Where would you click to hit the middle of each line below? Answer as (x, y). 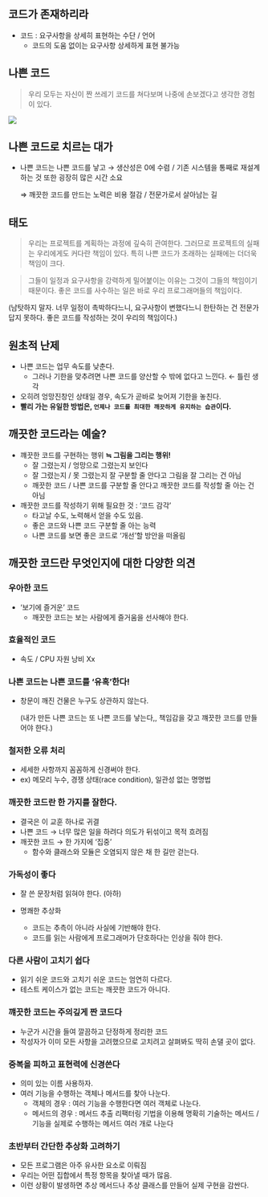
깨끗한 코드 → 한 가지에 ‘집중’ (66, 841)
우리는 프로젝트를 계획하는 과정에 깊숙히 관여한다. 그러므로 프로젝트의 (136, 243)
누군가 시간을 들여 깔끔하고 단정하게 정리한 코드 (94, 1032)
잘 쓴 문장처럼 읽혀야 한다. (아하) (71, 893)
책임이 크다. (47, 264)
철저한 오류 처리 (37, 751)
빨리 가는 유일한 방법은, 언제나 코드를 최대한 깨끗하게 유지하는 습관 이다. (126, 406)
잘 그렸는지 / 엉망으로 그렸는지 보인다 (90, 465)
